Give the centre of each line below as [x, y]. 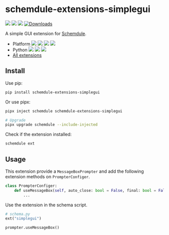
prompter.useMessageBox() [32, 228]
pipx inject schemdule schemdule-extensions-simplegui [64, 111]
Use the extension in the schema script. [46, 205]
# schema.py [18, 214]
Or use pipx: [18, 102]
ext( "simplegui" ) [23, 219]
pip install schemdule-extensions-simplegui [53, 92]
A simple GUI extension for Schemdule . [46, 33]
